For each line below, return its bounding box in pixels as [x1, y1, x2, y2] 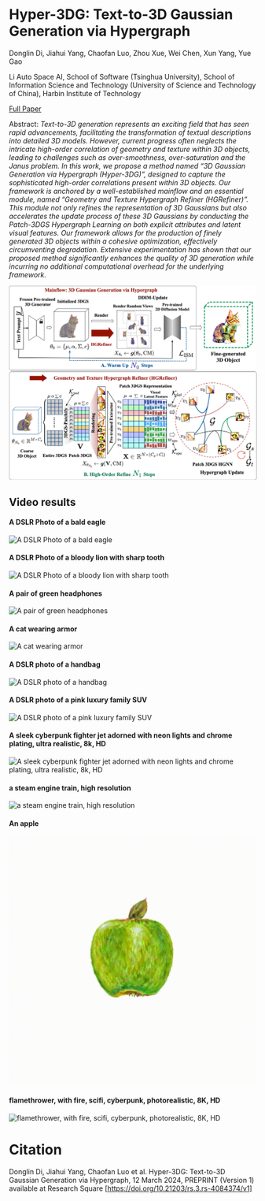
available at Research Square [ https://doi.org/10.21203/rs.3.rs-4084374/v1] [9, 1184, 252, 1193]
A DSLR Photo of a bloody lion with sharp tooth [9, 553, 164, 563]
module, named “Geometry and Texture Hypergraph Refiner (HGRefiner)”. [9, 195, 249, 204]
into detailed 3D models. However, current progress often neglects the [9, 136, 237, 145]
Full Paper [9, 104, 42, 113]
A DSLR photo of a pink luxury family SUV [9, 695, 148, 705]
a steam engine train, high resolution [9, 783, 132, 793]
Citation [9, 1140, 62, 1158]
